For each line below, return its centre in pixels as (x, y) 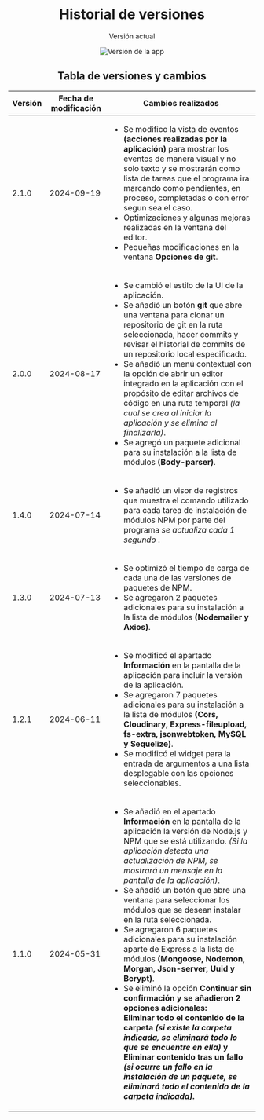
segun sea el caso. (158, 207)
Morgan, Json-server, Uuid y (179, 968)
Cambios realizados (181, 103)
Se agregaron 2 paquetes (170, 597)
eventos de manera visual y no (180, 159)
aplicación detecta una (166, 851)
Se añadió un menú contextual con (187, 364)
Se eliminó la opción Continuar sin (187, 988)
